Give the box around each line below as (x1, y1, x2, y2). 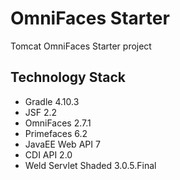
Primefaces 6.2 (24, 127, 88, 139)
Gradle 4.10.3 (24, 95, 80, 107)
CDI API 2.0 (24, 148, 73, 161)
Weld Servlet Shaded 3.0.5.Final (24, 159, 157, 171)
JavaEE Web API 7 (24, 138, 101, 150)
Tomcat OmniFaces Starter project (10, 40, 152, 52)
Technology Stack (10, 69, 126, 86)
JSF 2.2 (24, 106, 58, 118)
